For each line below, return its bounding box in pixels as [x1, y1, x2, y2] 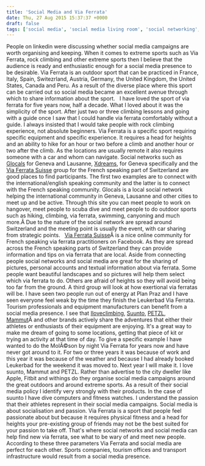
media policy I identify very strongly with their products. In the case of [6, 388, 183, 395]
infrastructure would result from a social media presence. [6, 453, 151, 460]
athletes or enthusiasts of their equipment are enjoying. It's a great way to [6, 323, 192, 330]
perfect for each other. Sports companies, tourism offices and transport [6, 446, 187, 454]
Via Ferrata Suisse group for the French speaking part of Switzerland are [6, 167, 189, 174]
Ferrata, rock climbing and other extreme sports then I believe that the [6, 56, 182, 63]
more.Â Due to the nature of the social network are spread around [6, 219, 172, 226]
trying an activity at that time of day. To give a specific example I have [6, 336, 182, 343]
